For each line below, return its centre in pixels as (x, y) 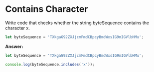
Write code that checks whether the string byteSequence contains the (77, 23)
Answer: (14, 46)
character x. (17, 28)
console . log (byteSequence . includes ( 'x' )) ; (50, 64)
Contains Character (47, 9)
